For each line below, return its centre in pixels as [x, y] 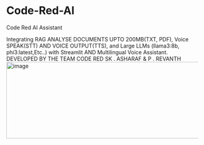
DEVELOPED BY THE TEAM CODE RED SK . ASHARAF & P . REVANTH [94, 58]
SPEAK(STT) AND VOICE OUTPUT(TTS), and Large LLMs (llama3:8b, [93, 46]
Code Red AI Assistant [34, 27]
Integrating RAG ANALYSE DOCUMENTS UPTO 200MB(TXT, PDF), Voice [97, 39]
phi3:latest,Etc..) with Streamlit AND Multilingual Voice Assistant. [87, 52]
